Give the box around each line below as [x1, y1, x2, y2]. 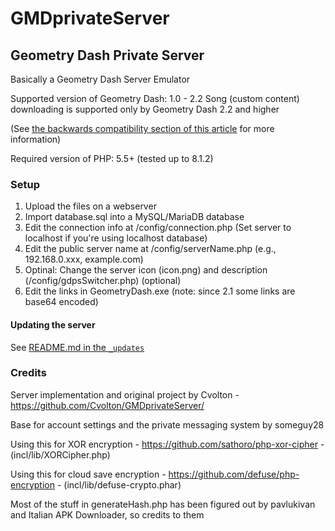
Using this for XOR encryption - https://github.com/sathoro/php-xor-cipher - [10, 438, 325, 450]
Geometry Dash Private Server [10, 47, 205, 64]
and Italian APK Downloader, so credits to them [10, 508, 205, 521]
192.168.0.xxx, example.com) [24, 253, 144, 266]
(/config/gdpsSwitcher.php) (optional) [24, 275, 182, 287]
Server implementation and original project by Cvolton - [10, 388, 240, 401]
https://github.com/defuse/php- [168, 468, 300, 480]
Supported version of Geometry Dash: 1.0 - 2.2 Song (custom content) [10, 93, 300, 104]
